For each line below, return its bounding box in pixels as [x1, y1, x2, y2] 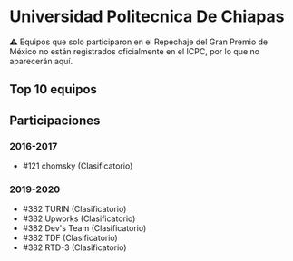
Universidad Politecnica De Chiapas [9, 6, 285, 27]
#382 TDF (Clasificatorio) [22, 233, 118, 244]
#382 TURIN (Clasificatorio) [22, 204, 127, 215]
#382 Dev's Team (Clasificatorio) [22, 223, 147, 234]
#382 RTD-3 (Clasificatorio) [22, 242, 127, 253]
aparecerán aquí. [9, 55, 73, 66]
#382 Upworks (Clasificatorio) [22, 213, 136, 224]
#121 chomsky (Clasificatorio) [22, 160, 133, 171]
